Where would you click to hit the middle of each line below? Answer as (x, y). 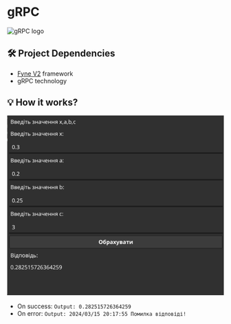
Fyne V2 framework (45, 74)
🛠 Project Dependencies (61, 53)
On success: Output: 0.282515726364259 (74, 306)
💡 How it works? (43, 103)
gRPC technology (42, 80)
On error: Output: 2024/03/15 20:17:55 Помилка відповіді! (102, 313)
